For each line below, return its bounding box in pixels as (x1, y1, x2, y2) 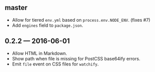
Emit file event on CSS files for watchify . (12, 61, 99, 67)
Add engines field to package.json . (12, 22, 83, 28)
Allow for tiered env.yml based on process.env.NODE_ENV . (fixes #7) (12, 17, 150, 23)
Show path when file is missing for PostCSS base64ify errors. (12, 55, 141, 61)
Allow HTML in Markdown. (12, 50, 68, 56)
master (5, 4, 28, 12)
